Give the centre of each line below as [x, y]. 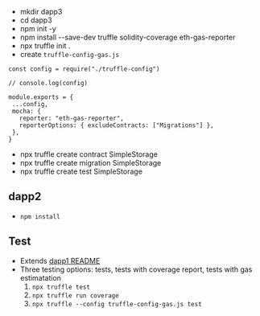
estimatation [41, 277]
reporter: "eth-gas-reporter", [72, 118]
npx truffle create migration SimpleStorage [91, 163]
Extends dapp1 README [60, 261]
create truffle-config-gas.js [69, 54]
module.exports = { [41, 97]
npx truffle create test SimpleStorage [81, 171]
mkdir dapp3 [41, 12]
